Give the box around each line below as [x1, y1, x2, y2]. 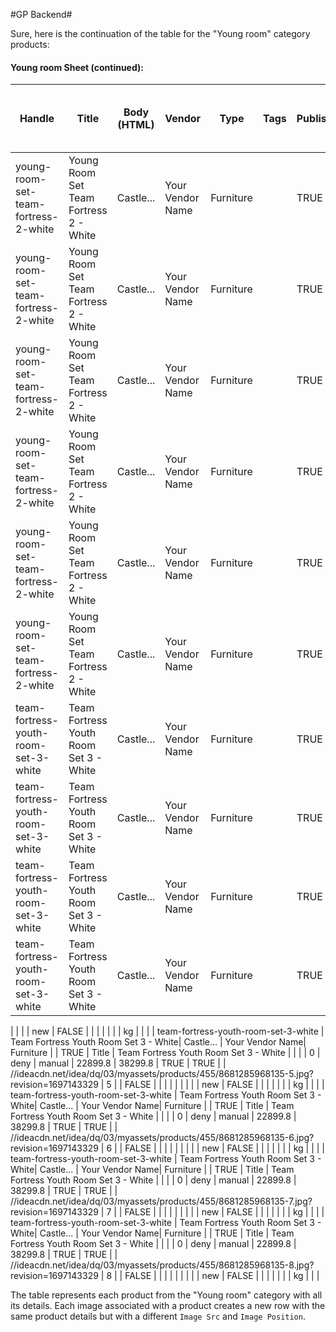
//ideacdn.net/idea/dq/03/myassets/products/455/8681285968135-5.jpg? [10, 1068, 314, 1080]
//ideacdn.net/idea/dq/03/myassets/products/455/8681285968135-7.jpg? [10, 1195, 313, 1208]
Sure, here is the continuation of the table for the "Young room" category [10, 28, 311, 39]
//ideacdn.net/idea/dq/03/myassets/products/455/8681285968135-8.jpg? [10, 1259, 315, 1271]
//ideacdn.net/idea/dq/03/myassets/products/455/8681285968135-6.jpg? [10, 1132, 315, 1144]
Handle [19, 112, 55, 126]
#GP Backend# [10, 9, 73, 20]
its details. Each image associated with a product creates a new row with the [10, 1300, 326, 1312]
